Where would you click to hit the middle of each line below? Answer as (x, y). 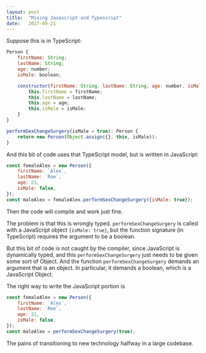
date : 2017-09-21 (31, 23)
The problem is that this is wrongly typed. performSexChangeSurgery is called (102, 223)
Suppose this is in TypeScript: (44, 41)
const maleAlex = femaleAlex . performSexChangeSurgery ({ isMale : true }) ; (100, 200)
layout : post (23, 12)
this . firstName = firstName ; (66, 92)
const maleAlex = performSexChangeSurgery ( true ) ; (71, 332)
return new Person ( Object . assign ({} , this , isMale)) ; (87, 137)
